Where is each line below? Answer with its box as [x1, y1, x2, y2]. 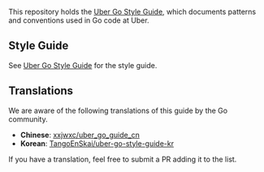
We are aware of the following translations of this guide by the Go [8, 105, 228, 115]
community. [8, 114, 48, 124]
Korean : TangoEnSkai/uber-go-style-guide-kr [19, 138, 175, 148]
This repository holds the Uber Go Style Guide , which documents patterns [8, 7, 257, 16]
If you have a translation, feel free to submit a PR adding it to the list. [8, 154, 237, 164]
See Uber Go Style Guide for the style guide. [8, 60, 158, 70]
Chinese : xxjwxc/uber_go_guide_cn [19, 130, 141, 140]
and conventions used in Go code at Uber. [8, 15, 149, 25]
